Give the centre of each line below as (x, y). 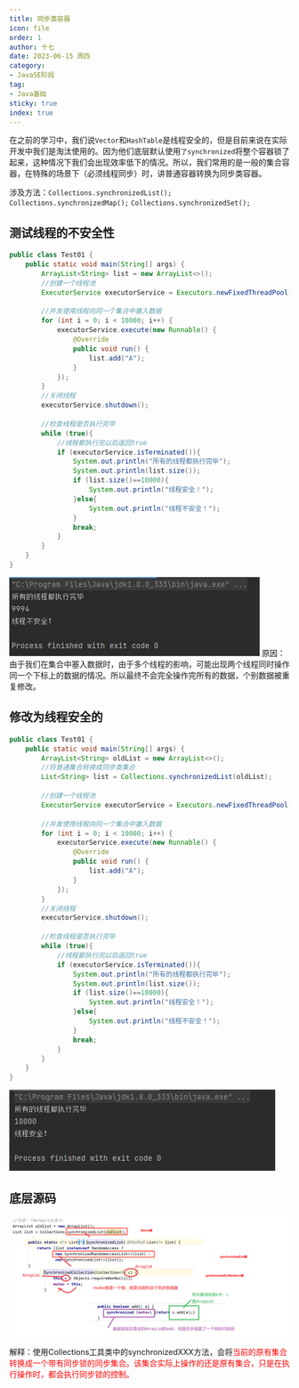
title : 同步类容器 (40, 19)
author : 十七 (32, 47)
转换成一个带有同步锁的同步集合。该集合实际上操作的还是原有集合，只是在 (145, 1363)
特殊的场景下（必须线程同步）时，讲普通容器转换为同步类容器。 (149, 174)
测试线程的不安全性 (62, 233)
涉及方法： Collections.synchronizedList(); (90, 192)
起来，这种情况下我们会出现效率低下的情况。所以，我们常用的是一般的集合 (145, 162)
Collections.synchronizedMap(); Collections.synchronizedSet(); (130, 203)
